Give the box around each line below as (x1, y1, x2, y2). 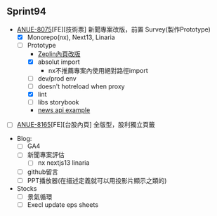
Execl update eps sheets (27, 200, 99, 209)
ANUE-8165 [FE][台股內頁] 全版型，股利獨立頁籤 (16, 121, 155, 129)
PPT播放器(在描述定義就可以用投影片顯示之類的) (27, 176, 167, 184)
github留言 (27, 168, 59, 176)
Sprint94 (6, 6, 46, 18)
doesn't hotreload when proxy (37, 82, 125, 90)
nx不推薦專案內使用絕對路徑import (48, 67, 148, 74)
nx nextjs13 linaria (37, 158, 90, 167)
